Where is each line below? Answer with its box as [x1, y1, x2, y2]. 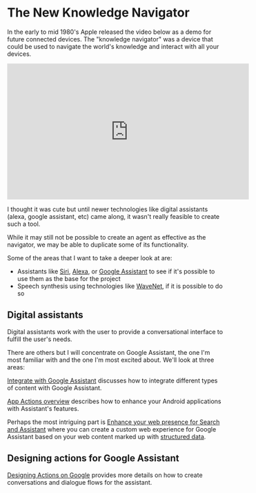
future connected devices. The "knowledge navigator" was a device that [7, 35, 213, 43]
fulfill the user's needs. [7, 335, 72, 343]
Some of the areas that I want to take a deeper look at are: [7, 253, 173, 262]
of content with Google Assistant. [7, 383, 102, 391]
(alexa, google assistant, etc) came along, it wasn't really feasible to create [7, 212, 220, 220]
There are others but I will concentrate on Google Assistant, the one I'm [7, 348, 210, 356]
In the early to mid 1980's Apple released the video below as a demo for [7, 28, 212, 36]
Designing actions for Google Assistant [7, 452, 179, 464]
